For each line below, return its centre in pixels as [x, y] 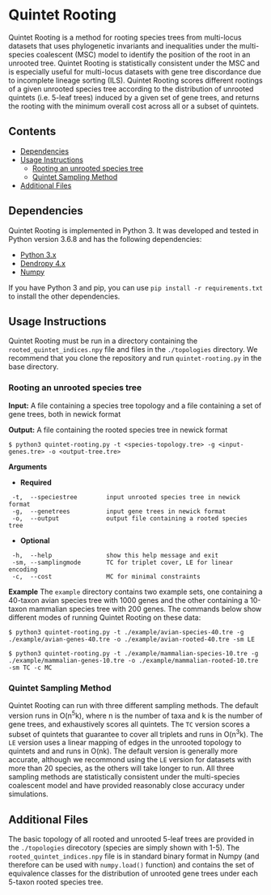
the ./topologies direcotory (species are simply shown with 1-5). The [124, 848]
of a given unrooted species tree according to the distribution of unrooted [131, 89]
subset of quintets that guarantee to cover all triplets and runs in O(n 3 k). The [136, 733]
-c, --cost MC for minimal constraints [106, 576]
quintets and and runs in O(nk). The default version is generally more [123, 751]
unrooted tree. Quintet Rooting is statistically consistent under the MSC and [134, 63]
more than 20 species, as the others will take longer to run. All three [121, 768]
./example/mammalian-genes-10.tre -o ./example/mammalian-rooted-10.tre [133, 660]
